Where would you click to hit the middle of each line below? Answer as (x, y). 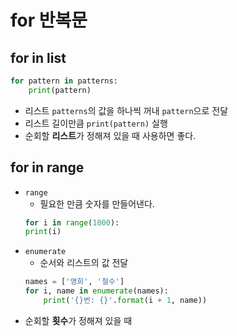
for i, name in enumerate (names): (96, 291)
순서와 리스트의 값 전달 (84, 263)
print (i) (43, 232)
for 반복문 (49, 20)
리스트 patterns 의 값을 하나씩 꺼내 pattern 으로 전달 (126, 110)
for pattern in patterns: (64, 81)
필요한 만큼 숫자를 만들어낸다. (97, 203)
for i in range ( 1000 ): (72, 222)
